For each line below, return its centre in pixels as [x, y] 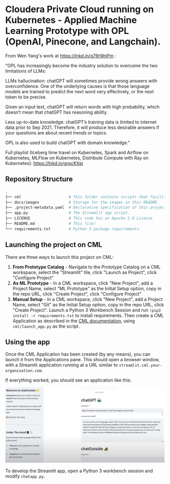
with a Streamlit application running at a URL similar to [61, 365]
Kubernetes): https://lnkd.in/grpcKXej [44, 163]
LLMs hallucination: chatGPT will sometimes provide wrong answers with [81, 81]
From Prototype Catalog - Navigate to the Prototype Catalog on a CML [87, 267]
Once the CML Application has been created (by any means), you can [78, 354]
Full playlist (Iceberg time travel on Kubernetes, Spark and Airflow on [77, 152]
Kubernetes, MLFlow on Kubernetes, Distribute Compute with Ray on [77, 158]
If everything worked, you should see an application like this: [68, 380]
